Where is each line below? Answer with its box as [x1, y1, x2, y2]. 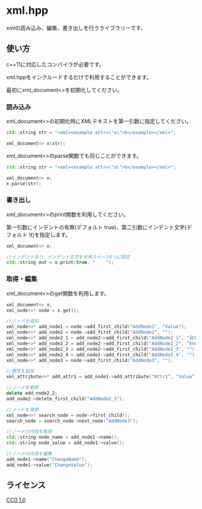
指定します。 [39, 231, 71, 238]
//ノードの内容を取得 [6, 428, 52, 435]
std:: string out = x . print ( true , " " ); [6, 259, 114, 265]
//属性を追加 [6, 368, 34, 374]
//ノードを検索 [6, 407, 39, 413]
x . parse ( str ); [6, 180, 42, 187]
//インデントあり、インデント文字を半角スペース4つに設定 [6, 254, 130, 260]
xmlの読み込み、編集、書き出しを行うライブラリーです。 [6, 24, 146, 31]
